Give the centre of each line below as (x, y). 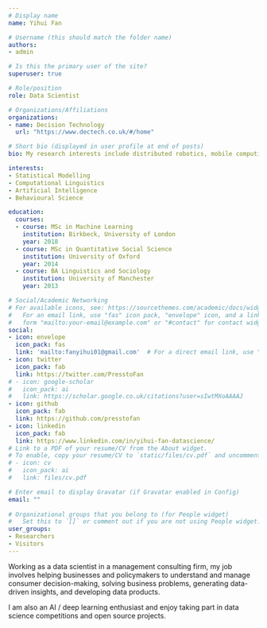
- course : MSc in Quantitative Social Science (94, 249)
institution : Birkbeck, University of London (99, 235)
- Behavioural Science (46, 198)
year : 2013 (41, 286)
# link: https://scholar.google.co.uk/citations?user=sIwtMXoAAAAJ (126, 397)
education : (26, 212)
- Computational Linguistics (56, 183)
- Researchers (32, 537)
